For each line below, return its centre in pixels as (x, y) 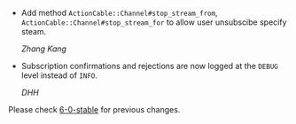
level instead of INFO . (59, 75)
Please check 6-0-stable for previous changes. (94, 109)
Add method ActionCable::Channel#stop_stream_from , (119, 13)
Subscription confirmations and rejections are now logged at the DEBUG (149, 66)
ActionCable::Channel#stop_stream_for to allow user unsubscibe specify (154, 22)
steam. (34, 31)
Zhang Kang (44, 49)
